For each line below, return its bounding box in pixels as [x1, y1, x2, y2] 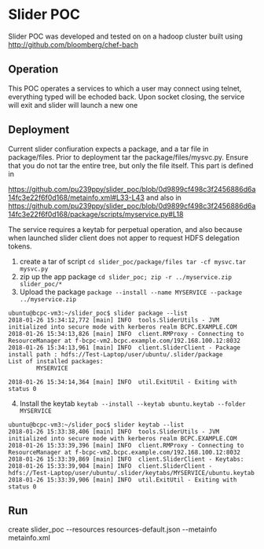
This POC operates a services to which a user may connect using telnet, [8, 83, 242, 93]
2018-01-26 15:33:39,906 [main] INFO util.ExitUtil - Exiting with [8, 476, 237, 484]
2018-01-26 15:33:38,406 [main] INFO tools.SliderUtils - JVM [8, 427, 220, 436]
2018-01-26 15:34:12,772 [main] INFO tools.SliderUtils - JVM [8, 316, 220, 324]
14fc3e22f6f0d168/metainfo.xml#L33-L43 [8, 193, 145, 202]
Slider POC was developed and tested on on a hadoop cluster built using [8, 31, 244, 41]
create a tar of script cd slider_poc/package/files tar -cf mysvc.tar [19, 256, 246, 266]
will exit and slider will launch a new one [8, 100, 138, 109]
